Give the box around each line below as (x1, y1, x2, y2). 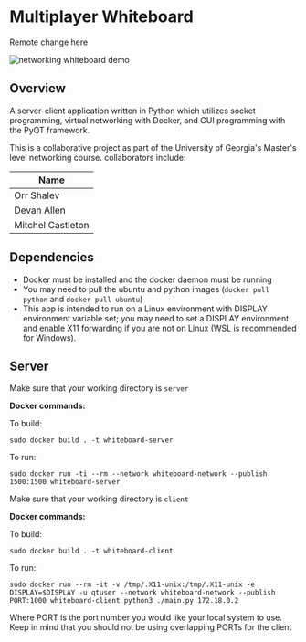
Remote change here (9, 37, 89, 47)
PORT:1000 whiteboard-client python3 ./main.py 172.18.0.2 (9, 596, 239, 605)
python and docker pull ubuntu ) (22, 293, 143, 304)
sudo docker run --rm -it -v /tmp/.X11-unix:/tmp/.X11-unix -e (9, 580, 256, 590)
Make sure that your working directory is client (9, 493, 189, 504)
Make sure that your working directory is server (9, 383, 189, 394)
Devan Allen (14, 204, 66, 216)
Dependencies (9, 249, 94, 266)
